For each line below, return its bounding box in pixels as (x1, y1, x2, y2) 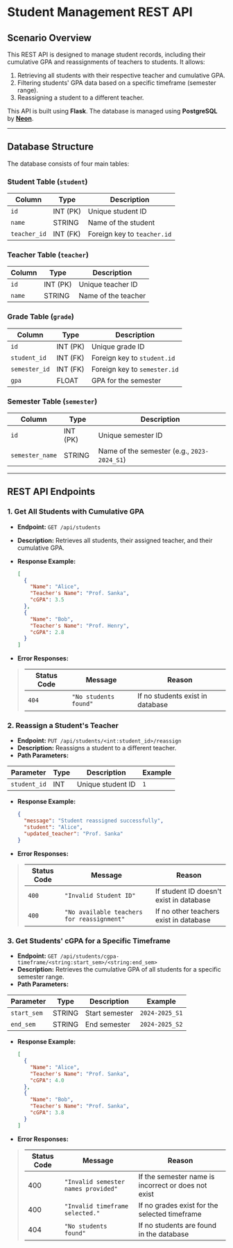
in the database (138, 1229, 189, 1239)
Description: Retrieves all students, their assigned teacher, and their (17, 536, 213, 544)
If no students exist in (137, 691, 207, 701)
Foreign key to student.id (91, 353, 175, 363)
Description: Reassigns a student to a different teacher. (17, 744, 177, 752)
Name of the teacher (78, 291, 146, 301)
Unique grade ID (91, 342, 145, 352)
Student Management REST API (7, 4, 193, 20)
